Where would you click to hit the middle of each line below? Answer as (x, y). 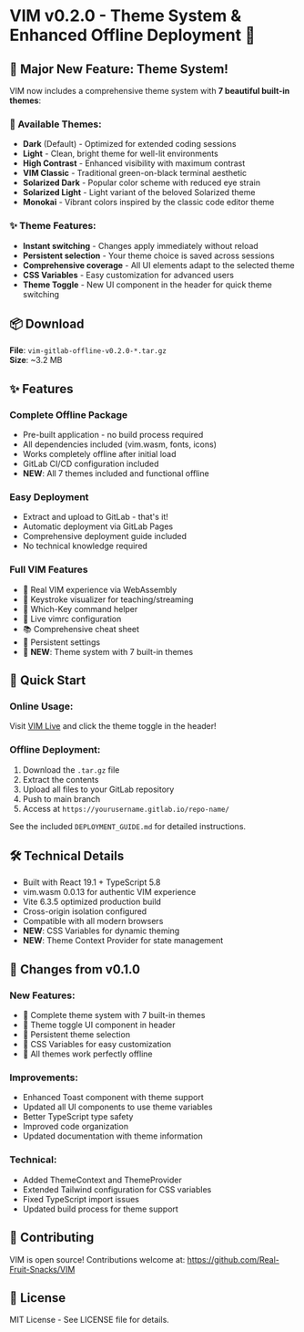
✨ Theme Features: (53, 226)
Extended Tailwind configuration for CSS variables (117, 1189)
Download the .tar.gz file (71, 770)
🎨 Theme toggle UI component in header (99, 1025)
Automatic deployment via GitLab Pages (98, 526)
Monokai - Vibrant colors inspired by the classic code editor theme (148, 203)
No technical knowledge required (85, 546)
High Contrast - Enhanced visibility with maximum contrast (134, 163)
